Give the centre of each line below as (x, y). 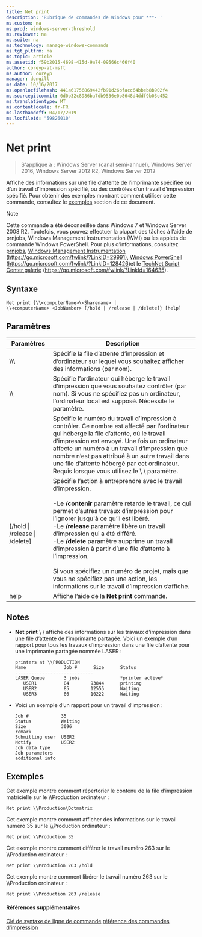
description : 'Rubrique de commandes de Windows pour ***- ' (84, 17)
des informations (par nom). (93, 369)
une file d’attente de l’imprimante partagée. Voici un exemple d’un (96, 638)
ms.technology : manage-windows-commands (58, 46)
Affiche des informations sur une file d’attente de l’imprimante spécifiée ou (99, 183)
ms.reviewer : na (26, 34)
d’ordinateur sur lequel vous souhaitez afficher (119, 361)
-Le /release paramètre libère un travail (109, 526)
